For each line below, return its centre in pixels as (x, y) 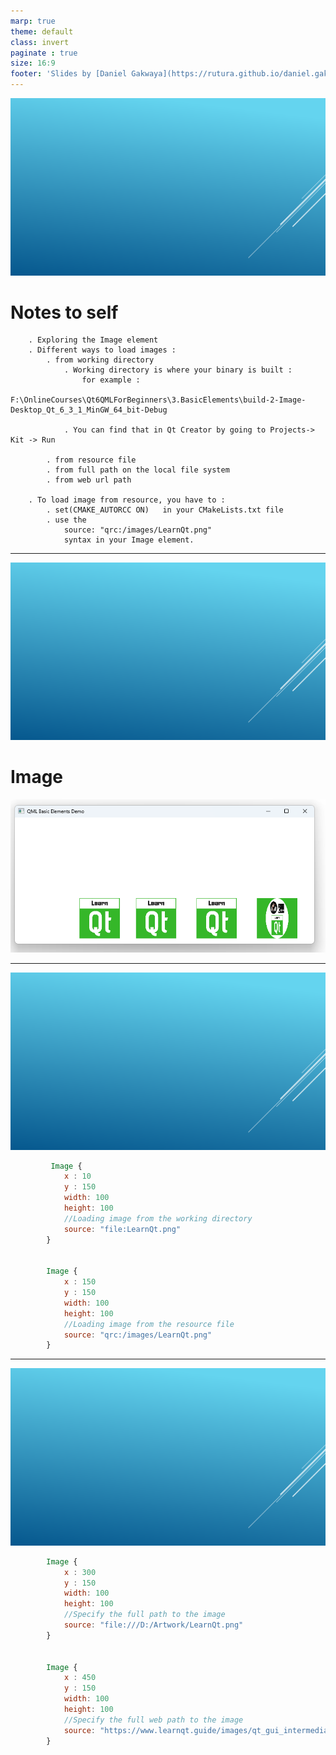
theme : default (42, 31)
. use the (66, 520)
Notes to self (64, 312)
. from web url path (89, 480)
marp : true (33, 21)
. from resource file (91, 460)
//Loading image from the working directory (158, 1218)
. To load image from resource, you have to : (127, 500)
